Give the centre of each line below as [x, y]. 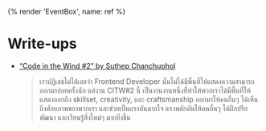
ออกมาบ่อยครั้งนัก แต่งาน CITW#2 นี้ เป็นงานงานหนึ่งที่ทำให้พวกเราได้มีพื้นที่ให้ [145, 90]
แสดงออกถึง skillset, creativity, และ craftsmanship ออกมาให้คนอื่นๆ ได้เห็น [149, 99]
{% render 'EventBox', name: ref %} [67, 12]
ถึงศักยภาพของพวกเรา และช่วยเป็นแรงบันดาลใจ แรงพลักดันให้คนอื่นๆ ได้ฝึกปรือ [143, 108]
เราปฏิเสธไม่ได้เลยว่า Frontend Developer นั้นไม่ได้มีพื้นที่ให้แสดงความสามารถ [147, 81]
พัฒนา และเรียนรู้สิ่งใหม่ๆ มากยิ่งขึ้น [85, 117]
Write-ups [42, 44]
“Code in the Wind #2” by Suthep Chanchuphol [97, 65]
